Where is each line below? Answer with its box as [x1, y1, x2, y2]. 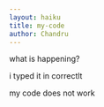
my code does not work [9, 88, 95, 98]
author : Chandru [9, 29, 69, 38]
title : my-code [9, 21, 65, 30]
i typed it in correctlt [9, 71, 83, 81]
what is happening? [9, 54, 80, 65]
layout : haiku [9, 12, 62, 22]
